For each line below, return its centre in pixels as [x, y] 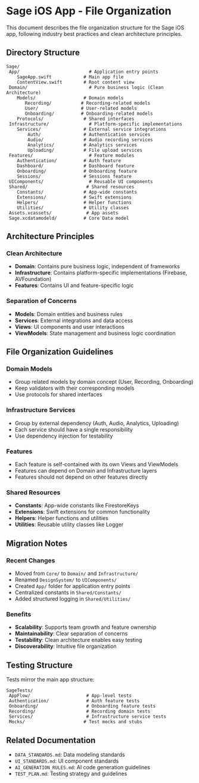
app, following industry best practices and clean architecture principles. [94, 33]
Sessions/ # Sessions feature [74, 176]
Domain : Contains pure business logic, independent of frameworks [97, 267]
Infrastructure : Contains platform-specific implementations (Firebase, [101, 273]
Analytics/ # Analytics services [82, 145]
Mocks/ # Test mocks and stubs [76, 722]
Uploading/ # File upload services [85, 150]
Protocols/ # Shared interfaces [76, 119]
